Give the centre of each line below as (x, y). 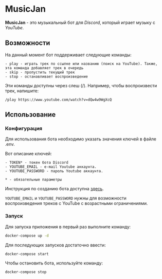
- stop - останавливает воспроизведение (47, 77)
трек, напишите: (22, 91)
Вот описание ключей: (28, 154)
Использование (30, 115)
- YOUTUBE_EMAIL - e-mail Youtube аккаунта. (51, 167)
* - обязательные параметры (34, 180)
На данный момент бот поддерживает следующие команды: (68, 55)
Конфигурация (24, 129)
